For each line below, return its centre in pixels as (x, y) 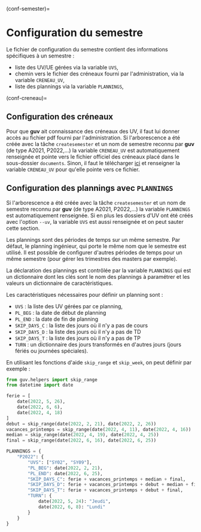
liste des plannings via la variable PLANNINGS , (69, 86)
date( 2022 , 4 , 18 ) (40, 412)
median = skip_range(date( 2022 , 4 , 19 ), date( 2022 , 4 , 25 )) (83, 435)
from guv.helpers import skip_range (52, 379)
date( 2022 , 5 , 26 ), (41, 402)
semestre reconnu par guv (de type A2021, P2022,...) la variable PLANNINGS (98, 209)
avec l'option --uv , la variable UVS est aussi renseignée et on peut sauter (95, 221)
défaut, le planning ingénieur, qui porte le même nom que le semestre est (96, 246)
